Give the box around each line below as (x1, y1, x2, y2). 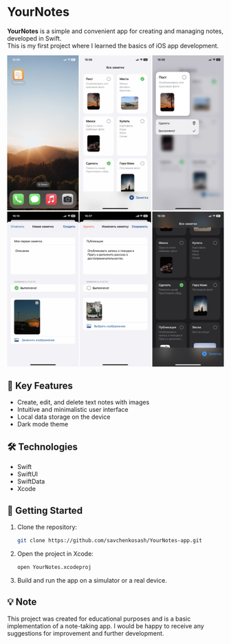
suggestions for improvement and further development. (7, 629, 164, 637)
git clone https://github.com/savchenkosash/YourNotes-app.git (16, 537, 203, 544)
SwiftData (16, 477, 45, 486)
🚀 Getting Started (7, 504, 83, 517)
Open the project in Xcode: (16, 549, 94, 558)
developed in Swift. (7, 34, 62, 42)
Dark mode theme (16, 420, 69, 428)
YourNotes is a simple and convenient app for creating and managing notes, (7, 27, 224, 35)
